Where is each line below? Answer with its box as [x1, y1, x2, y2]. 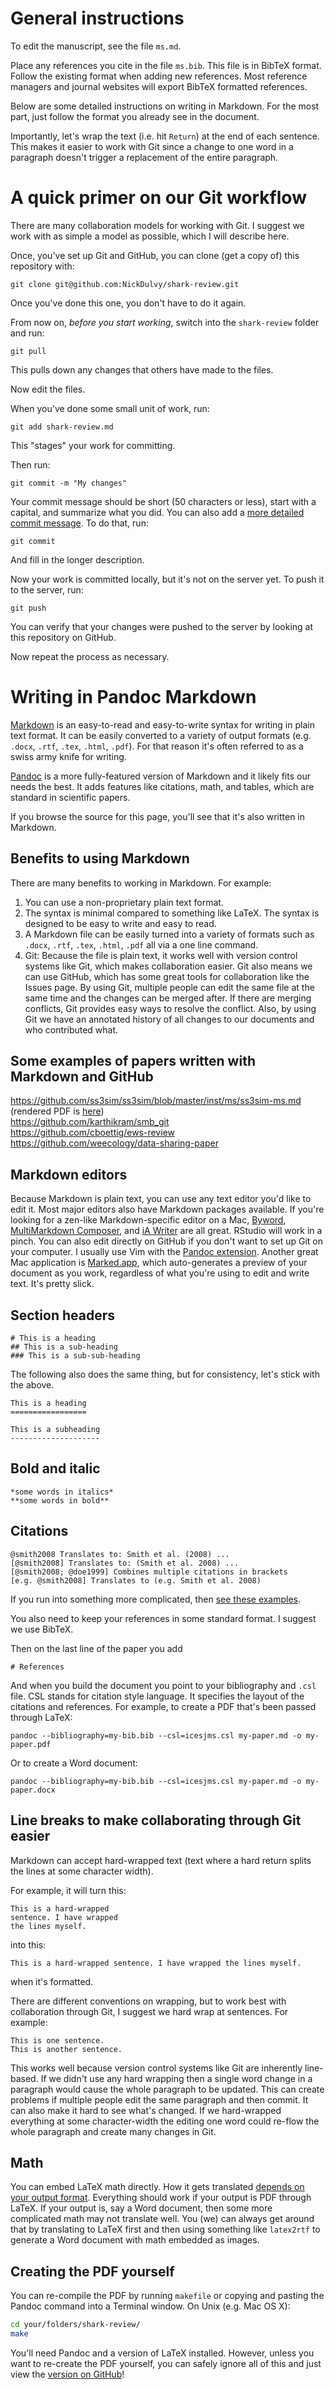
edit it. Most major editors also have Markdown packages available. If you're [10, 1203, 325, 1216]
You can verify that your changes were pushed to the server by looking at [10, 620, 314, 632]
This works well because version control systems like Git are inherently [10, 2062, 303, 2074]
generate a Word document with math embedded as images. [10, 2234, 260, 2246]
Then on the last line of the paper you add [10, 1642, 183, 1654]
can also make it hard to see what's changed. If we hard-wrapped [10, 2104, 282, 2116]
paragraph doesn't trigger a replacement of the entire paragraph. [10, 151, 279, 163]
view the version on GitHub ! [10, 2368, 125, 2380]
